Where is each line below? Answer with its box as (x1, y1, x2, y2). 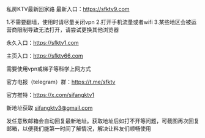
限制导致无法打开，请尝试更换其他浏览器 (17, 26, 119, 33)
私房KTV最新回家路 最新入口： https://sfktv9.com (6, 6, 130, 12)
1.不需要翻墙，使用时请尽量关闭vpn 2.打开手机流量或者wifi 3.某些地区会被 (6, 18, 192, 26)
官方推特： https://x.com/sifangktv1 (6, 91, 95, 98)
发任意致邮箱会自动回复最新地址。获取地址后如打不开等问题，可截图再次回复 (6, 117, 199, 125)
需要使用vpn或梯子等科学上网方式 (6, 65, 91, 72)
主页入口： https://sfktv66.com (6, 52, 84, 59)
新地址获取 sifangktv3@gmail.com (6, 104, 93, 112)
